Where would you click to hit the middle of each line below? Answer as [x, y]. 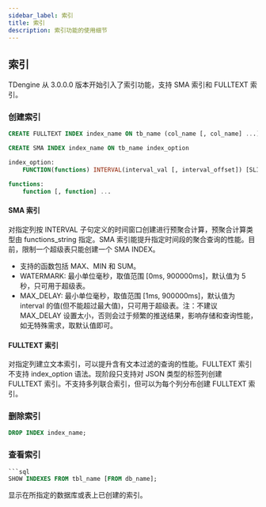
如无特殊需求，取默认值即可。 [68, 325]
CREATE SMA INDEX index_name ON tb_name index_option [99, 148]
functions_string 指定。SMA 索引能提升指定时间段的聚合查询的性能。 [136, 239]
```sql [19, 471]
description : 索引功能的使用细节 [58, 30]
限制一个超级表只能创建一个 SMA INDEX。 [91, 249]
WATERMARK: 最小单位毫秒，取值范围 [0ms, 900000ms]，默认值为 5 [133, 276]
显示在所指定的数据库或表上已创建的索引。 [78, 495]
